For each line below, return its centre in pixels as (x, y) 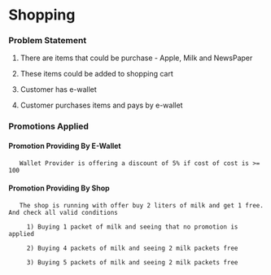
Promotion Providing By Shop (59, 188)
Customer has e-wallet (59, 89)
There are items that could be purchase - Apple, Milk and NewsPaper (136, 58)
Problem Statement (48, 41)
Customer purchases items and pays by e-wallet (101, 105)
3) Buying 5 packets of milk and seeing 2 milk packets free (132, 262)
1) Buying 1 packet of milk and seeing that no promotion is (132, 227)
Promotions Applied (49, 126)
